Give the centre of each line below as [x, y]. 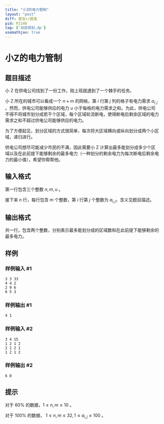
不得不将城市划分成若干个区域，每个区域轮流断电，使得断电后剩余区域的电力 [82, 114]
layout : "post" [20, 14]
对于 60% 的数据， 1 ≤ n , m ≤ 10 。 [40, 405]
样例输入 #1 [18, 268]
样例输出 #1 [18, 305]
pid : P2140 [16, 23]
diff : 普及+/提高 [21, 19]
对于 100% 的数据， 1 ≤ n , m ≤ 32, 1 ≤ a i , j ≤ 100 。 [56, 416]
